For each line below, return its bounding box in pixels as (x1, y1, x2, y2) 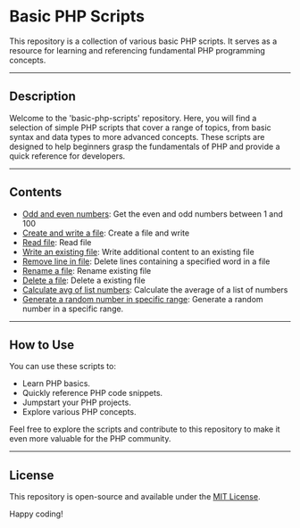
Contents (9, 185, 62, 200)
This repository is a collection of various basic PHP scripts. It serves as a (9, 36, 278, 46)
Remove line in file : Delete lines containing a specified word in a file (21, 256, 271, 267)
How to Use (9, 337, 75, 352)
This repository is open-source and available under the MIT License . (9, 491, 261, 502)
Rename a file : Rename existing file (21, 265, 152, 276)
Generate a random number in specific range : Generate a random (21, 293, 263, 304)
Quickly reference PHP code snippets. (21, 388, 163, 399)
